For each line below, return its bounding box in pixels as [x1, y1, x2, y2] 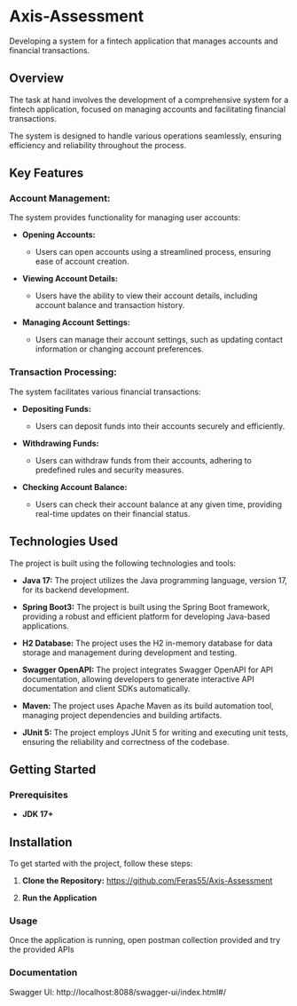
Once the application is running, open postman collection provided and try [9, 935, 281, 946]
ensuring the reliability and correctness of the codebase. [21, 736, 230, 747]
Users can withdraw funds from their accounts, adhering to [35, 455, 253, 465]
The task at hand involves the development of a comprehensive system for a [9, 94, 289, 105]
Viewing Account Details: [21, 273, 118, 284]
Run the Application [21, 892, 98, 903]
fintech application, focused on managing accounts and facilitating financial [9, 104, 286, 115]
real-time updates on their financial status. [35, 508, 191, 519]
